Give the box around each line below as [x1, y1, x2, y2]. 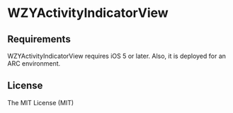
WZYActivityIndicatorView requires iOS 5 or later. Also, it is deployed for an [7, 52, 227, 60]
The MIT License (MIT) [7, 98, 74, 107]
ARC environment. [7, 59, 61, 68]
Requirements [7, 33, 71, 45]
